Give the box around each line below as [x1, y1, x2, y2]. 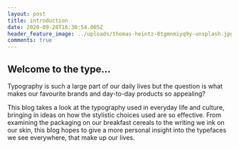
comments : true [7, 37, 53, 44]
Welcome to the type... [7, 63, 112, 75]
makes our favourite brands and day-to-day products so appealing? [7, 89, 206, 98]
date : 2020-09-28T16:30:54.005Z [7, 23, 103, 31]
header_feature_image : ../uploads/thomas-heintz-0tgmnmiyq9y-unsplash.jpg [7, 30, 234, 38]
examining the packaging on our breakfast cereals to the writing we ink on [7, 118, 225, 126]
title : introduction [7, 17, 69, 24]
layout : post [7, 10, 46, 18]
